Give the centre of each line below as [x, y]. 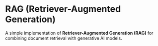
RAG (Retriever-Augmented [63, 9]
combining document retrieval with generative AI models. [64, 38]
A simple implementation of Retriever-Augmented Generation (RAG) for [79, 33]
